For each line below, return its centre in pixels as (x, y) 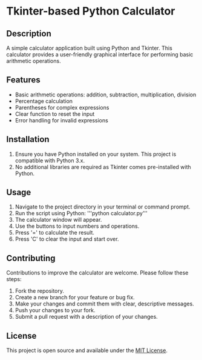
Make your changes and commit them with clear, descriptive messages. (105, 304)
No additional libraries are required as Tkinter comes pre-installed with (103, 167)
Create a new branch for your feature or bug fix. (75, 298)
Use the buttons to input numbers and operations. (77, 226)
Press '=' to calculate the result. (55, 233)
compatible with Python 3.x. (50, 160)
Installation (28, 140)
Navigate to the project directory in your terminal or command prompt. (103, 207)
